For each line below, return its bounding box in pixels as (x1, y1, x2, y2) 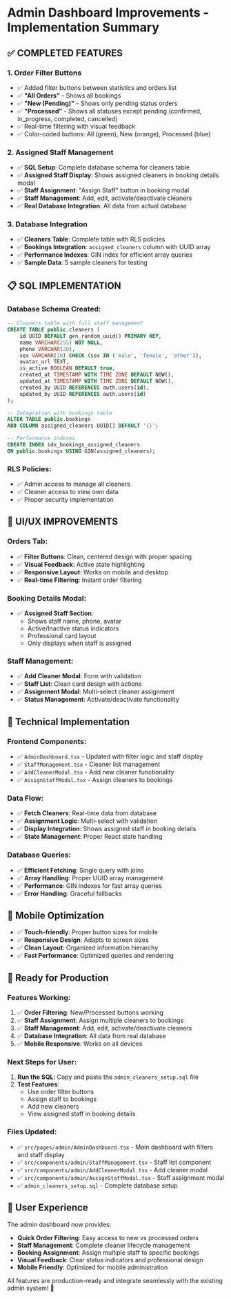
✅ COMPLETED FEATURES (7, 47, 123, 59)
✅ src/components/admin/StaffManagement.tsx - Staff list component (17, 1158, 212, 1166)
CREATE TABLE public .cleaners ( (7, 327, 100, 334)
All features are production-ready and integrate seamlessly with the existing (7, 1276, 223, 1284)
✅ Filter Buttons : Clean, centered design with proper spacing (17, 552, 192, 561)
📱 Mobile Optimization (7, 910, 105, 922)
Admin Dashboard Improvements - (7, 5, 209, 21)
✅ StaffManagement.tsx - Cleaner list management (17, 760, 161, 769)
